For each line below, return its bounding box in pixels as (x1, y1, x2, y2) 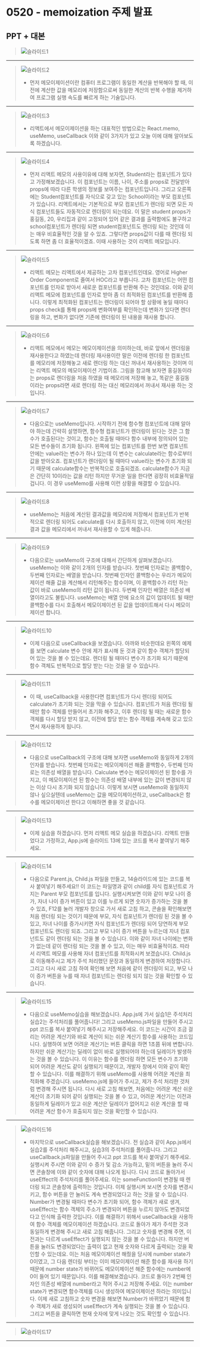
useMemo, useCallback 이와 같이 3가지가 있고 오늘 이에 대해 (29, 132, 173, 139)
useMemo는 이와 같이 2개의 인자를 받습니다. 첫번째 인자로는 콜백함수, (29, 564, 192, 571)
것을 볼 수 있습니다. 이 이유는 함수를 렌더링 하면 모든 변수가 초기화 (36, 1055, 189, 1062)
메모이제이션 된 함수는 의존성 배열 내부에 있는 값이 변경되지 (48, 776, 186, 783)
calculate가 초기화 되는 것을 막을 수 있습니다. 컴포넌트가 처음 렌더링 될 (29, 700, 193, 708)
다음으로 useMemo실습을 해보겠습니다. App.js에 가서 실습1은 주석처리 (29, 1011, 193, 1018)
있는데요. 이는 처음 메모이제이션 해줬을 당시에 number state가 (47, 1250, 191, 1258)
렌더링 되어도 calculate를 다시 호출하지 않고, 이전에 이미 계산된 (45, 518, 192, 525)
